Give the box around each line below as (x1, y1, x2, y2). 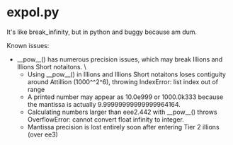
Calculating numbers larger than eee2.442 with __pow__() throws (27, 108, 217, 116)
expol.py (6, 4, 59, 21)
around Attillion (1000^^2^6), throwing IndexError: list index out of (27, 77, 219, 86)
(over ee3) (27, 130, 58, 139)
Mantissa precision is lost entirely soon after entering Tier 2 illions (27, 122, 220, 131)
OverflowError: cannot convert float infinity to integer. (27, 115, 185, 124)
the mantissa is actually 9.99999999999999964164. (27, 100, 181, 108)
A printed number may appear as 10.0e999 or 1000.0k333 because (27, 93, 224, 101)
